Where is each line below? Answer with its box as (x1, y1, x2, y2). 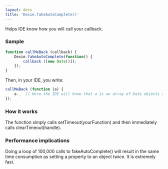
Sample (5, 38, 24, 45)
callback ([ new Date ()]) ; (23, 58, 77, 64)
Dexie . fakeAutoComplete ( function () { (14, 54, 93, 59)
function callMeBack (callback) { (5, 49, 77, 54)
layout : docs (5, 7, 32, 12)
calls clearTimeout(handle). (5, 124, 61, 130)
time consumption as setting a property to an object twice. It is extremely (5, 153, 156, 160)
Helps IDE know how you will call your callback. (5, 25, 103, 31)
